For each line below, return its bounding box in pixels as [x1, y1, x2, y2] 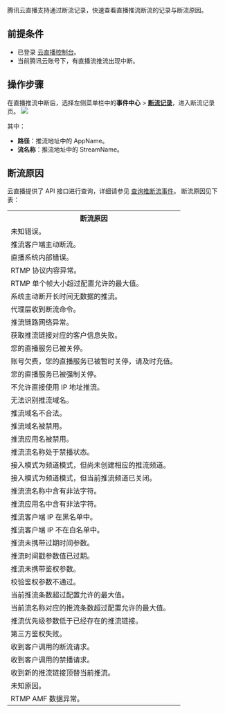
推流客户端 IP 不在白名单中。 [10, 525, 105, 535]
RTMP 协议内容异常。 [10, 266, 81, 276]
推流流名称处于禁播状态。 [10, 447, 95, 457]
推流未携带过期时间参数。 [10, 539, 95, 548]
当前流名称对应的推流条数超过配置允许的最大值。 [10, 603, 171, 613]
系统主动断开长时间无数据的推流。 [10, 291, 123, 301]
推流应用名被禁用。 [10, 435, 74, 444]
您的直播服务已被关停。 [10, 343, 88, 353]
